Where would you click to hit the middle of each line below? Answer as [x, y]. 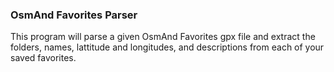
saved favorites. [43, 58]
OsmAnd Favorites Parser [74, 15]
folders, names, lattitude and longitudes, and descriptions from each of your [167, 47]
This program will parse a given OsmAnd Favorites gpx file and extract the [163, 37]
